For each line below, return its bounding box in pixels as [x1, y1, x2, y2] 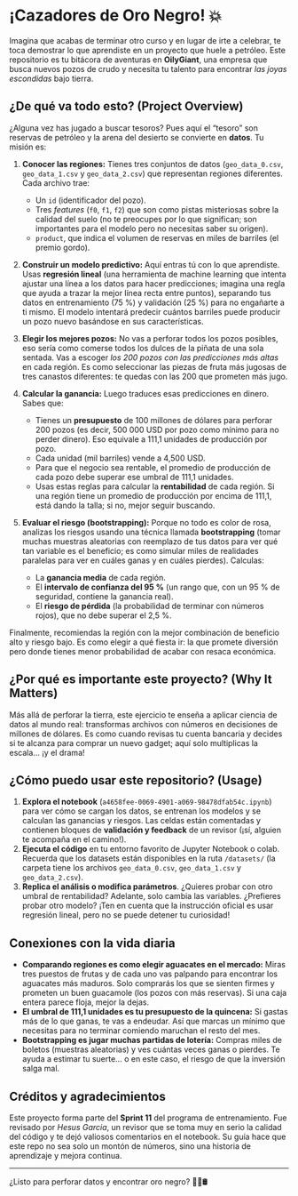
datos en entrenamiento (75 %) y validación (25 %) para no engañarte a [21, 297, 286, 308]
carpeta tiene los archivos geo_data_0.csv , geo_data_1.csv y [21, 863, 242, 873]
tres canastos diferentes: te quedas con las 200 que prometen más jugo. [21, 371, 288, 381]
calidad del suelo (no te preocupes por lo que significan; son [35, 213, 257, 224]
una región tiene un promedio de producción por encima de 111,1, [35, 490, 272, 501]
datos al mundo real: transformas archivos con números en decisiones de [9, 718, 278, 729]
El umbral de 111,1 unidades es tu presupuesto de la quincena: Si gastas [21, 1007, 288, 1017]
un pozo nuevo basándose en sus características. [21, 316, 204, 326]
